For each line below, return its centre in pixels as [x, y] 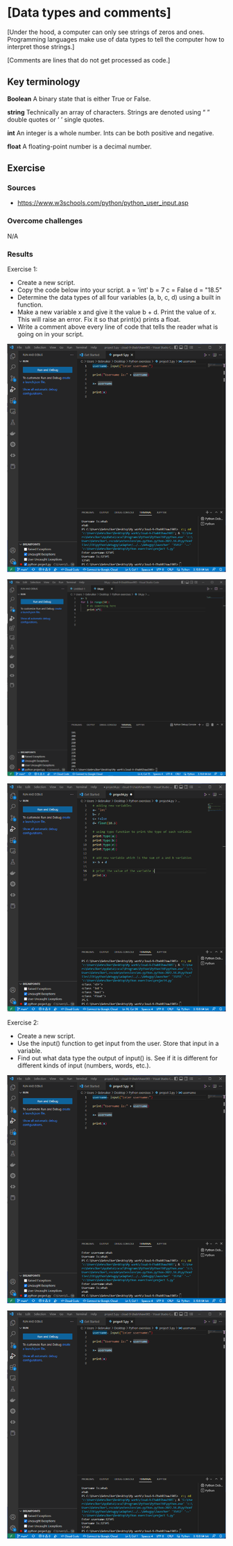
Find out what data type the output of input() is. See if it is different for [118, 1058]
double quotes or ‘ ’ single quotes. [56, 119]
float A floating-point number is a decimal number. [80, 146]
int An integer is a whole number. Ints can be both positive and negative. [111, 132]
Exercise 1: [23, 269]
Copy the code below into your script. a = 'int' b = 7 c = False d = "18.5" [120, 290]
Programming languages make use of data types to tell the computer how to [116, 39]
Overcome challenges [45, 221]
